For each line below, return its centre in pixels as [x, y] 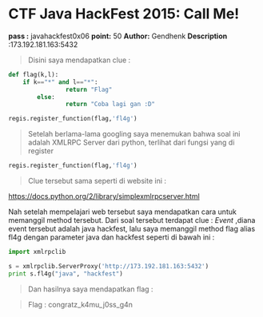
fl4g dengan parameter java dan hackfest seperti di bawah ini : [112, 237]
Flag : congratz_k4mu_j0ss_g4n [80, 304]
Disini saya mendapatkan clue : [79, 60]
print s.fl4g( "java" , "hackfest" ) [66, 273]
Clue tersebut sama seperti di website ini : [97, 181]
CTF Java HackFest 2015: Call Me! [124, 14]
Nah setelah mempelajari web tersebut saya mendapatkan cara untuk [123, 212]
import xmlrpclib [37, 252]
